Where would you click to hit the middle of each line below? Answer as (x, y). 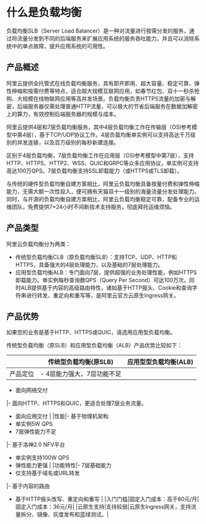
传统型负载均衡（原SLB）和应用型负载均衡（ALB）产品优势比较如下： (94, 345)
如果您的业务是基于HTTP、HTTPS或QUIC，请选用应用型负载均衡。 (91, 333)
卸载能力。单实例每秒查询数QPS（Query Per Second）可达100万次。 (102, 280)
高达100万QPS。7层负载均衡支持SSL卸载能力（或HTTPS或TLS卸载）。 (94, 171)
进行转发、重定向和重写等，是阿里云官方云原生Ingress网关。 (103, 295)
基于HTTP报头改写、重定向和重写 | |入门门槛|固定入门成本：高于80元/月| (107, 499)
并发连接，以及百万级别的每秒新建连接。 (68, 142)
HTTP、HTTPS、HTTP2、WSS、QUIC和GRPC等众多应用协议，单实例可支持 (103, 163)
